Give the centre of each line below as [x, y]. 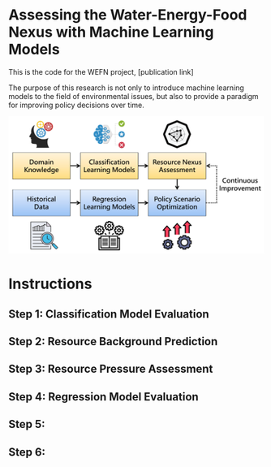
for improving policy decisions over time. [76, 105]
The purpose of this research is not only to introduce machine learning [127, 88]
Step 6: [27, 452]
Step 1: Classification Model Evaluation [109, 314]
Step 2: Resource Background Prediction [113, 342]
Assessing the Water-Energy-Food [128, 15]
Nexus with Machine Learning [111, 32]
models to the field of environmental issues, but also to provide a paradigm [133, 96]
